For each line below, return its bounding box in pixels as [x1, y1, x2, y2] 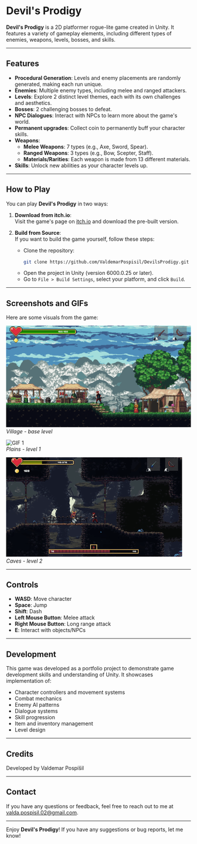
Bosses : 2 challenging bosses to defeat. [14, 105, 113, 112]
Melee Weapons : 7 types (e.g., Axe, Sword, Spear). [23, 143, 148, 150]
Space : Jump [14, 602, 47, 609]
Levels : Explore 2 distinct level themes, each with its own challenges [14, 93, 181, 100]
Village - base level [6, 428, 53, 435]
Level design [14, 726, 46, 733]
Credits [6, 749, 34, 759]
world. [14, 118, 30, 125]
